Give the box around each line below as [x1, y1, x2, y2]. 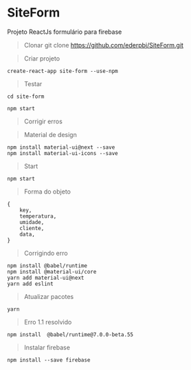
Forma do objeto [23, 187, 71, 196]
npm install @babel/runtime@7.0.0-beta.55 [7, 331, 134, 338]
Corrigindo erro [23, 249, 68, 257]
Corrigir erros [23, 117, 63, 125]
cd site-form [7, 93, 45, 100]
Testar [23, 79, 43, 88]
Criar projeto [23, 54, 60, 63]
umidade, [19, 218, 45, 225]
